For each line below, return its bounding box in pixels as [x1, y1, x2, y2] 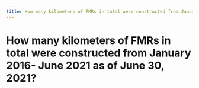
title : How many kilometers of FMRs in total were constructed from [6, 8, 179, 15]
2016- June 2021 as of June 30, [6, 59, 165, 72]
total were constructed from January [6, 46, 191, 59]
